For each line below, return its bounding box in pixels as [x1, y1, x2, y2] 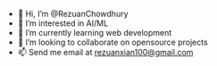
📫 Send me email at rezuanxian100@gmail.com [17, 47, 194, 57]
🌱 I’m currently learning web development [17, 28, 172, 37]
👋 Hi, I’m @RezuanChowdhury [17, 9, 129, 19]
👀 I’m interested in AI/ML [17, 18, 109, 29]
